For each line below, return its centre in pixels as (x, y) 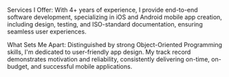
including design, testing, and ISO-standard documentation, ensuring (105, 24)
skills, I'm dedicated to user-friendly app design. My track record (99, 52)
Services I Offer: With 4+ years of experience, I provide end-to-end (102, 10)
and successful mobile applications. (81, 66)
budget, (18, 66)
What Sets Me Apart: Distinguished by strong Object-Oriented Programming (115, 45)
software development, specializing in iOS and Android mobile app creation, (115, 17)
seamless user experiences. (47, 31)
